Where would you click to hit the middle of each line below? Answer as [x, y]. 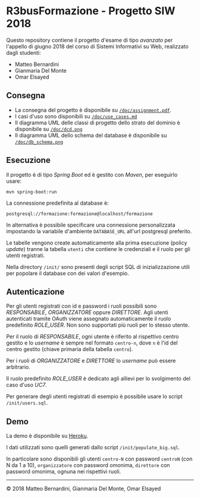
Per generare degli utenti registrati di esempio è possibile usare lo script [94, 396]
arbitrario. [18, 367]
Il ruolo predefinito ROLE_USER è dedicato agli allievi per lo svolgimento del [98, 378]
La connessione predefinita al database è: [57, 203]
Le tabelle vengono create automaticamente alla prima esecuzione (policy [97, 243]
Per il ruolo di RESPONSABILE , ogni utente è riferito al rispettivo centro [93, 337]
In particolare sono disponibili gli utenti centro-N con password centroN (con [99, 459]
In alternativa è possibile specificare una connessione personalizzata [91, 225]
